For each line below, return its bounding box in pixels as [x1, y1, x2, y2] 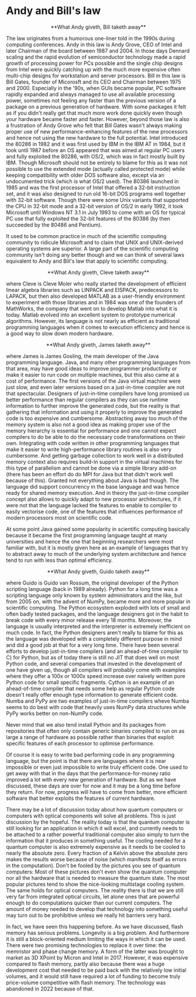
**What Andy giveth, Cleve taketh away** [47, 269, 150, 276]
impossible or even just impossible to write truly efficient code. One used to [6, 764, 188, 771]
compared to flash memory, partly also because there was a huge [6, 960, 165, 967]
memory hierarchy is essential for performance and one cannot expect [6, 427, 177, 434]
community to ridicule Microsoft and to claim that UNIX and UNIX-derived [6, 239, 183, 246]
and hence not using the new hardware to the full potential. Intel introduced [6, 134, 188, 141]
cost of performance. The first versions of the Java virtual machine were [6, 377, 181, 384]
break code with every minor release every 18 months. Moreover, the [6, 616, 172, 624]
